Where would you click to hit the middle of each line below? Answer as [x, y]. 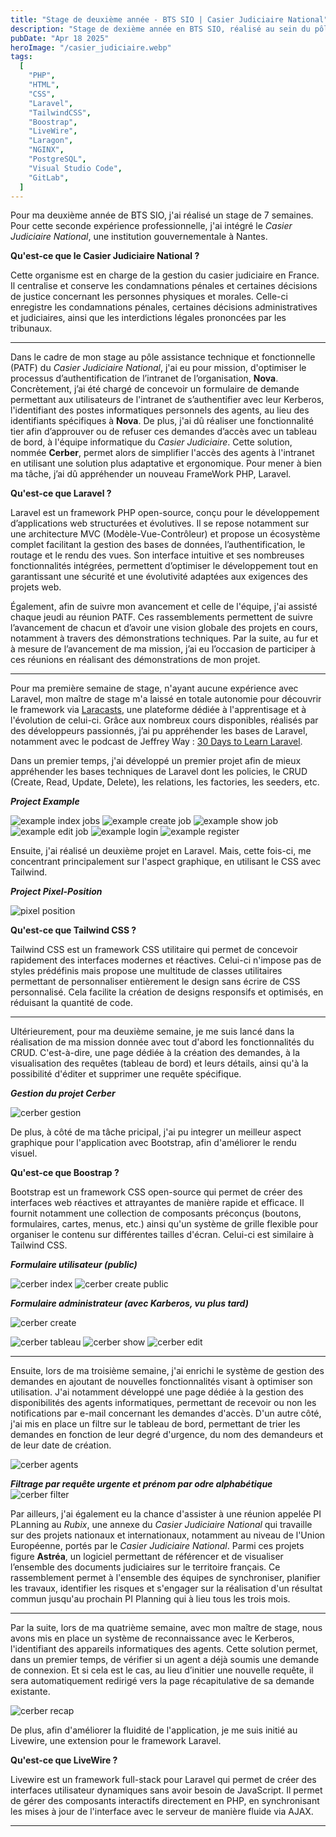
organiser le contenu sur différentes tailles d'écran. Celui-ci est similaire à [162, 1235]
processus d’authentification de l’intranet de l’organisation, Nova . [144, 378]
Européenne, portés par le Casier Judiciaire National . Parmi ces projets [157, 1546]
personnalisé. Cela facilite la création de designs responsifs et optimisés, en [167, 992]
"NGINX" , [46, 150]
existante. [30, 1692]
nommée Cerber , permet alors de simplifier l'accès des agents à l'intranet [162, 453]
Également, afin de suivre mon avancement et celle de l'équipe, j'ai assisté [164, 607]
